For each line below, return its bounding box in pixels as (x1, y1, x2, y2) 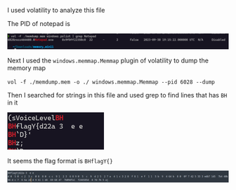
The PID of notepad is (7, 20, 70, 27)
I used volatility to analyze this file (7, 6, 105, 14)
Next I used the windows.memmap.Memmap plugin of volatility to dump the (7, 56, 209, 65)
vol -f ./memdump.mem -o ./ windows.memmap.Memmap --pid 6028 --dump (7, 79, 216, 86)
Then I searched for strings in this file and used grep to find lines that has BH (7, 91, 228, 100)
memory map (7, 64, 46, 72)
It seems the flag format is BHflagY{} (7, 157, 114, 165)
